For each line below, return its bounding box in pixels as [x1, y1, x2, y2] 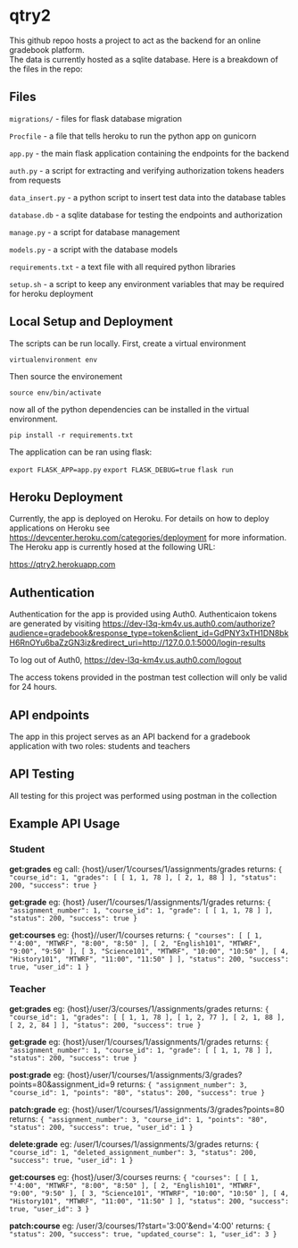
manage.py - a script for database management [9, 226, 180, 237]
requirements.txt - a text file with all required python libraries [9, 261, 236, 272]
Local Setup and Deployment [9, 314, 174, 329]
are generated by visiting [9, 618, 101, 629]
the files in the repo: [9, 64, 83, 74]
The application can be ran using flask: [9, 446, 153, 457]
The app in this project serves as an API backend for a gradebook [9, 731, 251, 742]
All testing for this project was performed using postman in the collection [9, 790, 277, 801]
